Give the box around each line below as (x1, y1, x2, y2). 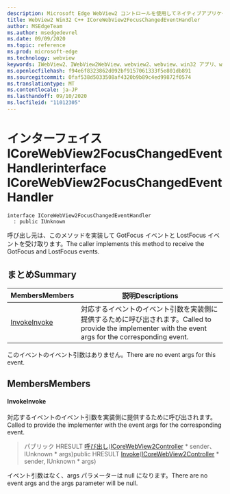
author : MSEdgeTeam (7, 23, 63, 29)
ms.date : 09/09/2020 (7, 36, 66, 42)
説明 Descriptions (122, 291, 179, 300)
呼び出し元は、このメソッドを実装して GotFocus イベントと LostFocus (7, 231, 207, 239)
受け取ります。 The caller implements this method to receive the (25, 239, 205, 247)
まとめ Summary (7, 269, 77, 281)
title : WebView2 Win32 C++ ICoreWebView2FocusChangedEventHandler (7, 16, 201, 23)
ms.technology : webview (7, 55, 75, 62)
